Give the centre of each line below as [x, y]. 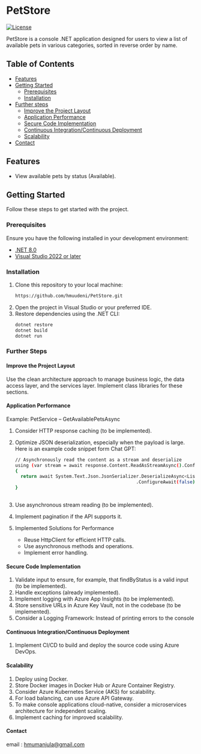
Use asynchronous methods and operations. [79, 546]
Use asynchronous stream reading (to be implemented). [84, 505]
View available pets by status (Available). [65, 176]
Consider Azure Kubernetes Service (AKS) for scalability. [85, 691]
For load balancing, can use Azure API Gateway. [74, 698]
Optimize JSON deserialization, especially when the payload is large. [100, 442]
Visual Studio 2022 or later [48, 256]
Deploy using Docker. [41, 679]
